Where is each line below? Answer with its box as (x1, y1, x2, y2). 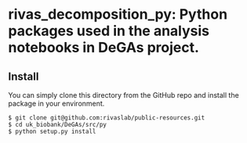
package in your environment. (8, 99, 105, 108)
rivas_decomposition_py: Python (8, 5, 228, 23)
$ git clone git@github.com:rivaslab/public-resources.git (8, 114, 205, 122)
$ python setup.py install (8, 127, 96, 135)
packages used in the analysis (8, 22, 210, 40)
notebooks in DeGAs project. (8, 39, 200, 56)
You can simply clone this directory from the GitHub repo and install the (8, 91, 239, 99)
